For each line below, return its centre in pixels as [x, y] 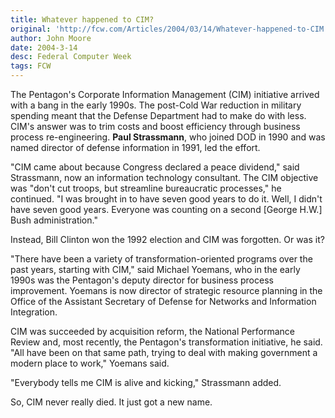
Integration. [34, 312]
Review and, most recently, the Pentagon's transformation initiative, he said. [166, 342]
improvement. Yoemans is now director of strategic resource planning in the [166, 290]
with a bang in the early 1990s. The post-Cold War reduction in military [156, 105]
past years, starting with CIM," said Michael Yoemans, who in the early [155, 269]
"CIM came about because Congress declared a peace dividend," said [155, 167]
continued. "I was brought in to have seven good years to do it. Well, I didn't [166, 199]
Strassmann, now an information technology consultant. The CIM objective [164, 177]
